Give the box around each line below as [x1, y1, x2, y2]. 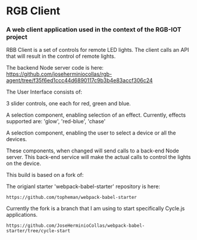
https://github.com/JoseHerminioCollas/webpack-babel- [6, 223, 145, 229]
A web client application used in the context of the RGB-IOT [6, 26, 182, 34]
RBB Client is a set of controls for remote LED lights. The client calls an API [6, 46, 189, 54]
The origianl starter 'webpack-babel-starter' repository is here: [6, 183, 161, 190]
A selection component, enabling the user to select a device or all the [6, 129, 176, 136]
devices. [6, 136, 27, 143]
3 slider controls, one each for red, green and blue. [6, 100, 131, 107]
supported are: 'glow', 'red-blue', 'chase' [6, 118, 106, 125]
